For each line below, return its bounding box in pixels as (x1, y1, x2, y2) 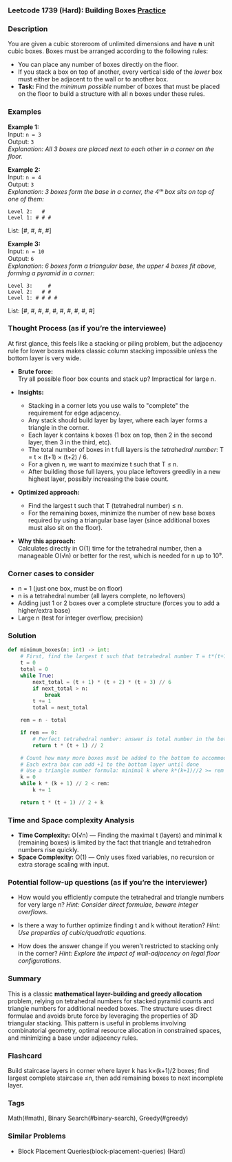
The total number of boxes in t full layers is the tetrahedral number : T (28, 445, 224, 453)
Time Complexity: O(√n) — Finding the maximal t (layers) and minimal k (17, 831, 222, 840)
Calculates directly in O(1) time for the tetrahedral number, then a (17, 544, 202, 552)
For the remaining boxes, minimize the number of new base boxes (28, 509, 215, 517)
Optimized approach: (17, 488, 80, 496)
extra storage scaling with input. (17, 860, 109, 869)
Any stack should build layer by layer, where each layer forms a (28, 416, 208, 424)
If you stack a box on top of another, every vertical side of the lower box (17, 68, 222, 76)
